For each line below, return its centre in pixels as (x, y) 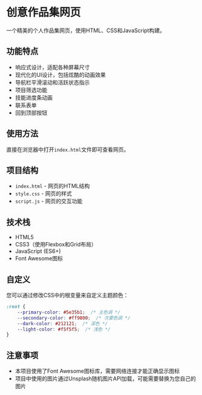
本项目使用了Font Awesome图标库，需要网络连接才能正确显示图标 (97, 371)
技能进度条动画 (34, 97)
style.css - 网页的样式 (43, 194)
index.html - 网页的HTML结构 (52, 186)
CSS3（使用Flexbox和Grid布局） (56, 245)
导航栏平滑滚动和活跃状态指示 (52, 82)
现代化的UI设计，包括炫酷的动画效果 (60, 75)
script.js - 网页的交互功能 (49, 201)
